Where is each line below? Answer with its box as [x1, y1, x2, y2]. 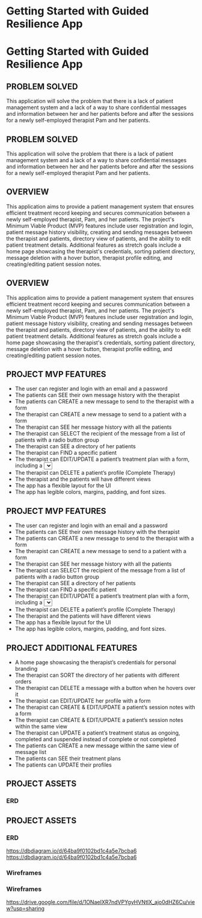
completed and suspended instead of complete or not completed [14, 736, 176, 743]
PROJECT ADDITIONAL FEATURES [6, 642, 138, 653]
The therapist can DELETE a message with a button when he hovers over [14, 685, 196, 692]
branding [14, 665, 38, 673]
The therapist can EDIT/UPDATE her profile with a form [14, 697, 151, 704]
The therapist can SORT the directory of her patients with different [14, 671, 180, 679]
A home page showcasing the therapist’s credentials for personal [14, 659, 176, 666]
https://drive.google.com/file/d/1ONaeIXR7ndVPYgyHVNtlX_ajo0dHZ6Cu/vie [6, 899, 195, 906]
